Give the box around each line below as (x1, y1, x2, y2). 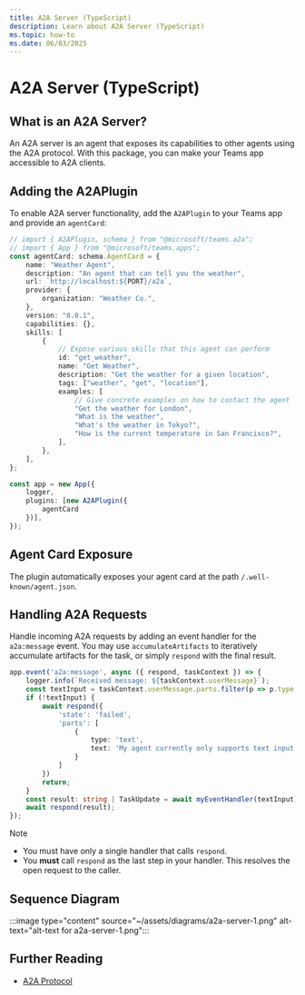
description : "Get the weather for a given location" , (57, 370, 271, 380)
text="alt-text (9, 925, 60, 936)
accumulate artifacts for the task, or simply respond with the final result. (9, 651, 277, 662)
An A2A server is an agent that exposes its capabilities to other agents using (9, 138, 295, 149)
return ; (42, 778, 71, 787)
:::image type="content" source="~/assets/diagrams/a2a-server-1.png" (9, 915, 278, 926)
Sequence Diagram (9, 891, 120, 907)
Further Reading (9, 951, 103, 967)
